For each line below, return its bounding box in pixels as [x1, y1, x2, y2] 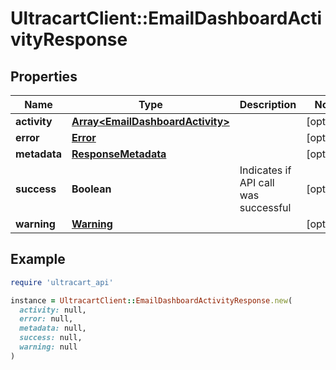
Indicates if [239, 163, 292, 177]
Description [239, 98, 297, 111]
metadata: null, [19, 323, 87, 334]
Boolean [71, 182, 112, 196]
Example [10, 251, 66, 268]
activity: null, [19, 305, 87, 315]
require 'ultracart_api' [10, 277, 114, 287]
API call [239, 176, 275, 189]
